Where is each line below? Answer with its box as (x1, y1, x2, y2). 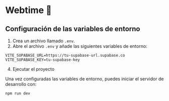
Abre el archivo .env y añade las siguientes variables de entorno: (12, 43, 148, 49)
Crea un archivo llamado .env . (12, 38, 75, 44)
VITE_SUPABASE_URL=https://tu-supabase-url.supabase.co (5, 53, 125, 58)
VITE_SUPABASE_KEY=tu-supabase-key (5, 57, 80, 62)
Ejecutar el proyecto (12, 66, 54, 72)
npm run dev (5, 91, 30, 96)
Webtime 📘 (5, 5, 52, 16)
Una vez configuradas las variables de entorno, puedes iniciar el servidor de (5, 76, 164, 82)
